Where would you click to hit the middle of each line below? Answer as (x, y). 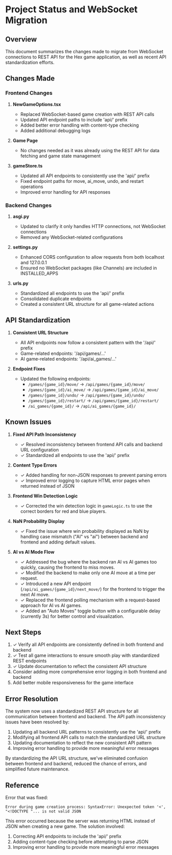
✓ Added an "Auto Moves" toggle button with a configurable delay (90, 611)
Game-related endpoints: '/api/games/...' (63, 353)
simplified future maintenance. (38, 769)
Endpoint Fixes (29, 369)
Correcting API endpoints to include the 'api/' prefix (67, 837)
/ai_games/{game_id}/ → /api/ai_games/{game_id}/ (82, 406)
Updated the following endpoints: (56, 379)
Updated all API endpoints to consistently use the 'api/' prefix (85, 176)
